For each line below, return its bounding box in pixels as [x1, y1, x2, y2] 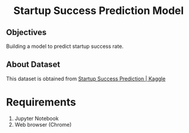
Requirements [6, 96, 76, 108]
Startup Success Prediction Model [14, 4, 184, 17]
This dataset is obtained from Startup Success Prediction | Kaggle [6, 75, 166, 82]
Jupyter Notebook [14, 115, 59, 122]
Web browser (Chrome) [14, 121, 72, 128]
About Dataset [6, 60, 60, 69]
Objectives [6, 27, 47, 37]
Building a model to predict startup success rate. [6, 43, 124, 50]
